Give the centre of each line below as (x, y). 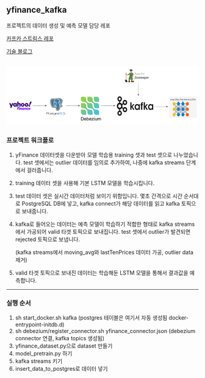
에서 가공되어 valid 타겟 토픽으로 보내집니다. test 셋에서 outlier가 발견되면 (103, 231)
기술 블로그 (20, 51)
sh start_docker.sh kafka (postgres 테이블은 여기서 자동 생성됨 (91, 317)
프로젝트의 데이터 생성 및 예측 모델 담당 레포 (59, 25)
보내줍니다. (35, 211)
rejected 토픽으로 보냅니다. (48, 239)
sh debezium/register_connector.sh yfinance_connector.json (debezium (105, 331)
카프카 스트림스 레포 (30, 38)
